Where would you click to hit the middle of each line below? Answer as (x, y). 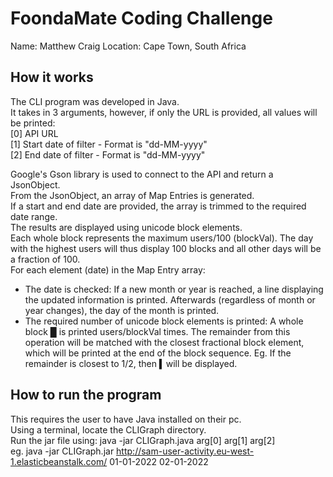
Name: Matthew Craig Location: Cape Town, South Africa (128, 46)
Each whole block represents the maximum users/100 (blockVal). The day (162, 238)
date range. (34, 216)
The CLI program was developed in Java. (95, 101)
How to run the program (86, 395)
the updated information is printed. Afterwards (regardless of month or (170, 299)
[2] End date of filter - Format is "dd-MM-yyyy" (108, 154)
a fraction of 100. (45, 259)
